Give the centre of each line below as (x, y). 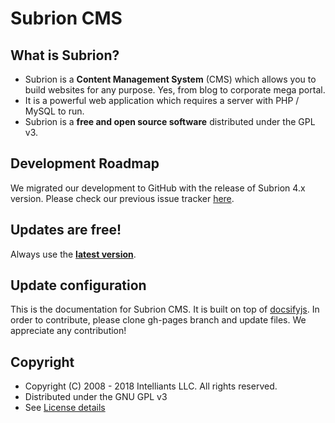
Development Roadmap (85, 163)
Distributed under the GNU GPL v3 (96, 397)
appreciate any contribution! (68, 331)
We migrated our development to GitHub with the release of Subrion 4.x (158, 188)
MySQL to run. (54, 111)
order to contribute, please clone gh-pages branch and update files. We (158, 320)
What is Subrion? (65, 55)
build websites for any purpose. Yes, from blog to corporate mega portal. (175, 90)
